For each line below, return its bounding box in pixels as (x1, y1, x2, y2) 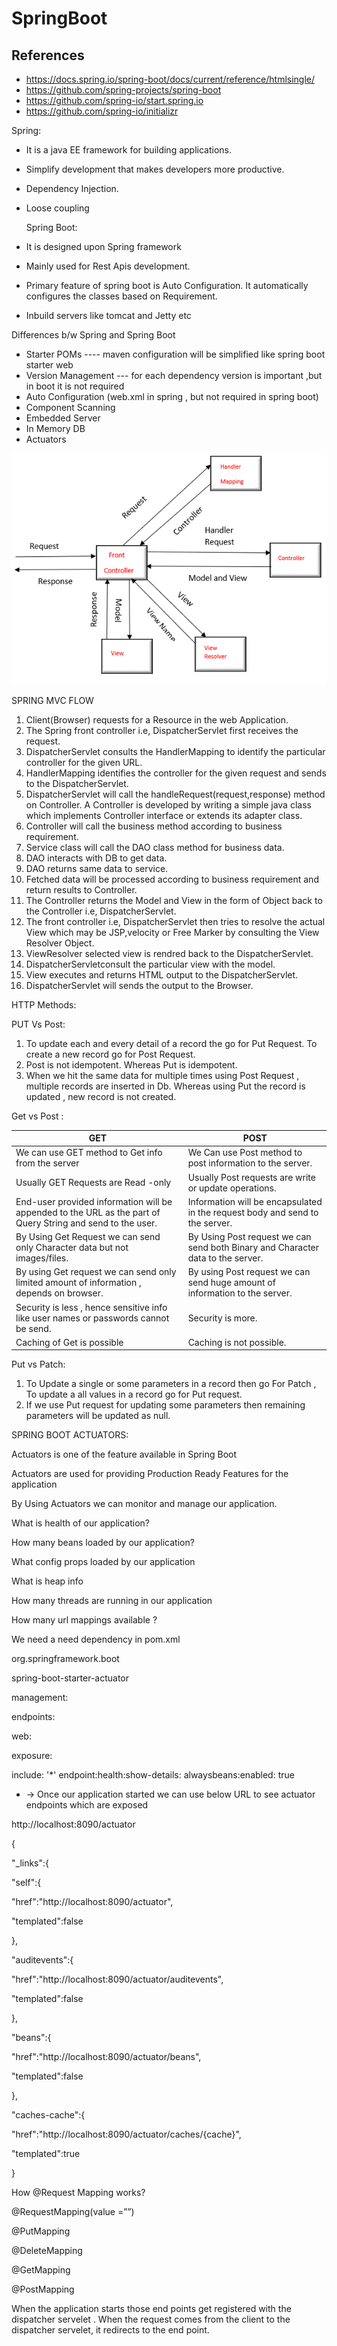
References (11, 47, 85, 64)
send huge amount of (187, 1277, 276, 1289)
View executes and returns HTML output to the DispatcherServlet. (25, 968, 299, 981)
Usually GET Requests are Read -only (15, 1177, 172, 1189)
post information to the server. (187, 1157, 313, 1169)
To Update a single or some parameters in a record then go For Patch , (25, 1378, 317, 1390)
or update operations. (187, 1182, 277, 1194)
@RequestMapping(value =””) (11, 2206, 135, 2218)
